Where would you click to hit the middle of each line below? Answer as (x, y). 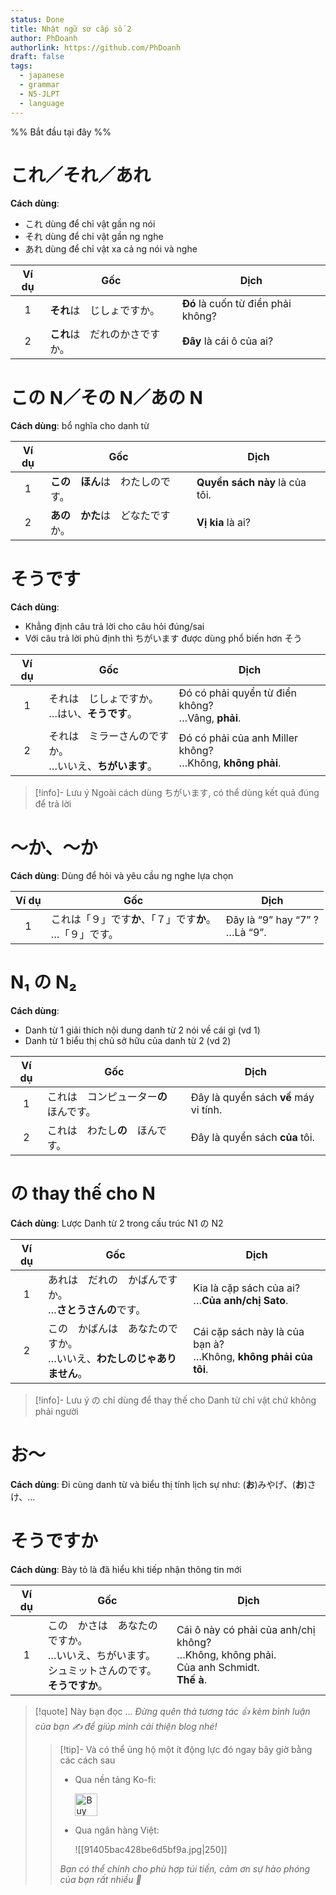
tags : (21, 66)
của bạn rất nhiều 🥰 (100, 1879)
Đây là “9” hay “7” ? (272, 920)
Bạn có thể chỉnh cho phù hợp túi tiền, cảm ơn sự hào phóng (185, 1869)
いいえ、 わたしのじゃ (106, 1359)
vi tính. (206, 1110)
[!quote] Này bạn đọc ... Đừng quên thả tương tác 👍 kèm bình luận (172, 1711)
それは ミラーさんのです (109, 736)
